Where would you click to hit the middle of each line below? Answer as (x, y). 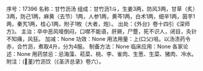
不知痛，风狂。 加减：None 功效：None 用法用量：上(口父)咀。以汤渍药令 (98, 39)
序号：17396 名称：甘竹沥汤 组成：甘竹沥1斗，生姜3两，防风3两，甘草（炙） (101, 9)
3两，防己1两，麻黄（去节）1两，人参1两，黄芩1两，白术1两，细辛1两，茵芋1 (101, 16)
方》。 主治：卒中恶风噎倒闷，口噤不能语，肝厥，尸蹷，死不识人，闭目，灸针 (101, 31)
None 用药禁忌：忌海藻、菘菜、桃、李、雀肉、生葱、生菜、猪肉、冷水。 (107, 54)
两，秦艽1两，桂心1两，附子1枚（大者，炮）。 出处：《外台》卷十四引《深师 (98, 24)
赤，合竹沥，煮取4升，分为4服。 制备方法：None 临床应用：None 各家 (95, 46)
